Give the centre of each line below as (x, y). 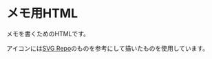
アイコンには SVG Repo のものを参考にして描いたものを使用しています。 (108, 48)
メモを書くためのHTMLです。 (48, 34)
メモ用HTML (42, 13)
